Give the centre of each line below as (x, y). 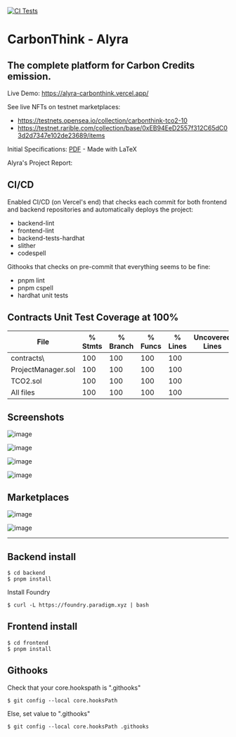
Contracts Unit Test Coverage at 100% (93, 317)
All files (23, 392)
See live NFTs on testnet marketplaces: (64, 107)
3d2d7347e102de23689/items (61, 135)
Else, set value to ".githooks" (49, 713)
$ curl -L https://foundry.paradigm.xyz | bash (78, 605)
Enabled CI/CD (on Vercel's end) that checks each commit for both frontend (117, 202)
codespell (32, 253)
